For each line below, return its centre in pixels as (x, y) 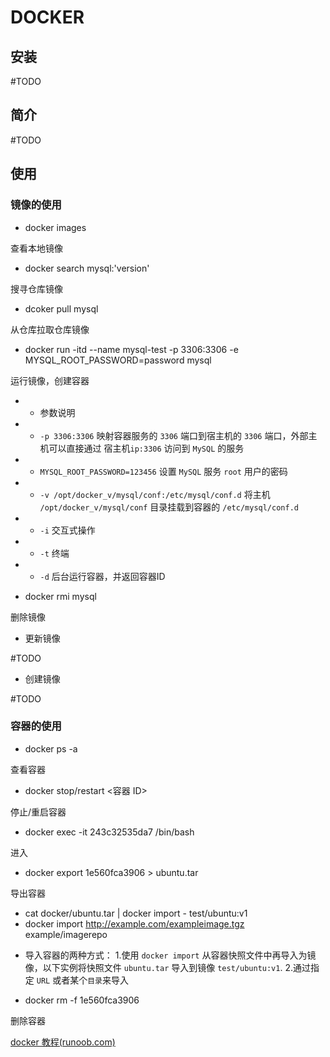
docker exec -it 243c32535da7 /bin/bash (109, 832)
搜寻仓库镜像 (36, 288)
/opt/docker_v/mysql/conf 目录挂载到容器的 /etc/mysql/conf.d (169, 507)
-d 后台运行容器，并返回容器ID (102, 576)
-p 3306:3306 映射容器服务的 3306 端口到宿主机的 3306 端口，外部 (174, 435)
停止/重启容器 (38, 812)
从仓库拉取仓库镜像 (50, 329)
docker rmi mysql (60, 596)
